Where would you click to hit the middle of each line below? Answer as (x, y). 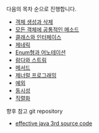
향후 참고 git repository (35, 111)
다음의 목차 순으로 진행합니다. (42, 9)
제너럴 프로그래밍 (36, 75)
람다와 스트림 (31, 60)
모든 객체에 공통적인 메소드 (47, 30)
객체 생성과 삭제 (34, 22)
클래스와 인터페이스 (38, 37)
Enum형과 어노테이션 (40, 52)
